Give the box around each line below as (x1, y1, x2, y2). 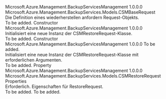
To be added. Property (5, 62, 51, 68)
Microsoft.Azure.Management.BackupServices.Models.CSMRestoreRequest (5, 73, 161, 78)
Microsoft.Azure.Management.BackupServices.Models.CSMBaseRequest (5, 9, 156, 15)
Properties (5, 78, 27, 84)
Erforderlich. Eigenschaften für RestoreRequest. (5, 83, 104, 89)
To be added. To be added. (5, 89, 61, 94)
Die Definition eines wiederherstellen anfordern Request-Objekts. (5, 14, 140, 20)
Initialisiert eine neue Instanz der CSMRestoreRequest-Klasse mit (5, 51, 139, 57)
